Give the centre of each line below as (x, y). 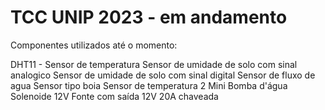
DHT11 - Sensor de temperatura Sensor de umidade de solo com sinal (154, 64)
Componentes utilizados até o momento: (94, 45)
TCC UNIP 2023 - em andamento (149, 17)
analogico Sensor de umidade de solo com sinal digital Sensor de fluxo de (163, 75)
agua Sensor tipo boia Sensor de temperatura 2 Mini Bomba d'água (149, 85)
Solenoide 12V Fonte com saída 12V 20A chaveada (114, 96)
